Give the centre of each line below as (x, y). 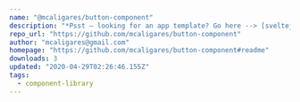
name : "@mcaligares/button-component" (81, 17)
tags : (19, 75)
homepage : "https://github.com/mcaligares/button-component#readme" (139, 51)
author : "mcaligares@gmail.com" (69, 42)
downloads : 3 (33, 59)
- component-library (55, 83)
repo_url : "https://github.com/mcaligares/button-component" (125, 34)
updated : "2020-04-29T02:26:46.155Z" (79, 67)
